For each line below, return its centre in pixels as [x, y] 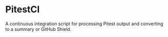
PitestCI [23, 10]
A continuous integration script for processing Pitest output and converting [84, 24]
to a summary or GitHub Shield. [38, 29]
